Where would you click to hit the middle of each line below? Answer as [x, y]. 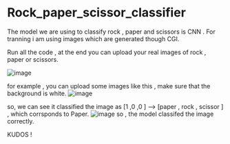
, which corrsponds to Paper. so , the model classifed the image [111, 114]
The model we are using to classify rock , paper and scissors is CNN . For [111, 32]
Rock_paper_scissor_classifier [96, 13]
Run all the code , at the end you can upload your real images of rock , [107, 52]
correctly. [21, 121]
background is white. [37, 93]
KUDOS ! [20, 134]
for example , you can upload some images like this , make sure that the [109, 86]
